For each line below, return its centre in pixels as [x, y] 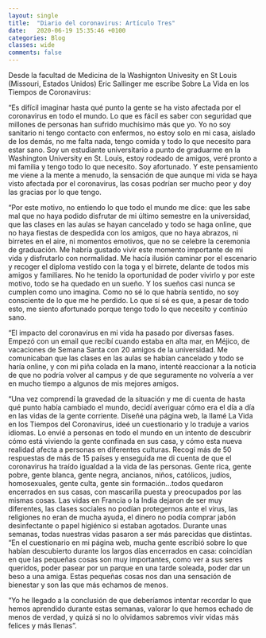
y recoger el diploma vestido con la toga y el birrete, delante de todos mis [129, 266]
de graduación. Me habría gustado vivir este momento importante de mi [126, 250]
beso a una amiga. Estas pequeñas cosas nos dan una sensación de [120, 576]
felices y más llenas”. [42, 626]
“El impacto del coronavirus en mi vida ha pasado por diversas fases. [121, 333]
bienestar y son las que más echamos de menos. [88, 585]
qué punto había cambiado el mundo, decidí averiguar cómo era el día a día [132, 407]
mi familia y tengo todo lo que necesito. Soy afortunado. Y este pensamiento [133, 167]
